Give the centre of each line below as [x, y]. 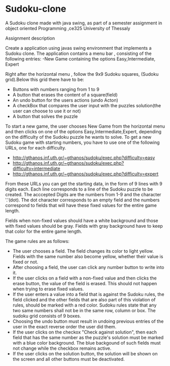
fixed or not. [25, 262]
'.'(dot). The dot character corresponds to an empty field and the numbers [82, 200]
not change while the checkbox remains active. [62, 348]
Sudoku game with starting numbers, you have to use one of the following [82, 142]
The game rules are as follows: [37, 241]
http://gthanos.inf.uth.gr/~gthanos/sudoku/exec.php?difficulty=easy [84, 158]
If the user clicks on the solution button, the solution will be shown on [85, 353]
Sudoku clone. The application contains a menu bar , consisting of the [78, 53]
